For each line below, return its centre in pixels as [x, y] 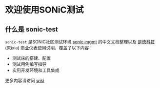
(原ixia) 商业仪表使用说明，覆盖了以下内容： [49, 48]
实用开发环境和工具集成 [36, 70]
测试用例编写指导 [29, 64]
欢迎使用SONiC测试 [44, 10]
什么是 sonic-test [32, 29]
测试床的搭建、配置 [31, 58]
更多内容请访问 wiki [25, 81]
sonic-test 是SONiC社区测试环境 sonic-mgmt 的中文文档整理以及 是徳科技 [80, 42]
